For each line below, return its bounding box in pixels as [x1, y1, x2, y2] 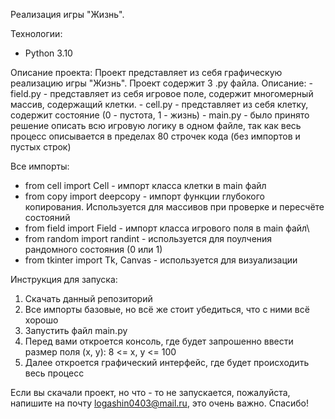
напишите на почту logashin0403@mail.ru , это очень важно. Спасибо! [10, 397, 310, 409]
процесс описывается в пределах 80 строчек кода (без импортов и [10, 130, 301, 142]
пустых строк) [10, 141, 72, 153]
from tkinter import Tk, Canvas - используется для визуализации [24, 254, 298, 266]
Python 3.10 [24, 47, 73, 59]
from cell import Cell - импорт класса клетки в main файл [24, 180, 267, 191]
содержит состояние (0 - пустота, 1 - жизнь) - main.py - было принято [10, 109, 310, 121]
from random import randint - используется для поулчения [24, 233, 273, 244]
